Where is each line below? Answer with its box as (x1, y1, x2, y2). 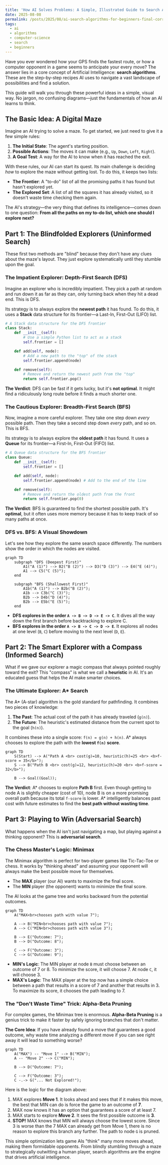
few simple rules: (5, 134, 40, 140)
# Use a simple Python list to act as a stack (23, 335, 122, 340)
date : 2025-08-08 (5, 12, 41, 17)
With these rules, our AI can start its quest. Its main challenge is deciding (5, 164, 155, 170)
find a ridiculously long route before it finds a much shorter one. (5, 391, 137, 397)
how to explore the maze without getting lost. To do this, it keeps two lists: (5, 169, 158, 175)
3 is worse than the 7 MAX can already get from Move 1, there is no (12, 1123, 151, 1129)
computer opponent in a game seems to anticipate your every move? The (5, 64, 156, 70)
